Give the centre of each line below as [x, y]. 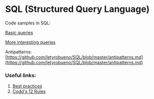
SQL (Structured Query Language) [77, 9]
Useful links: [21, 75]
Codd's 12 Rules [29, 92]
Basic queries [19, 32]
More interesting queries [30, 42]
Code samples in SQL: [28, 23]
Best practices [27, 86]
